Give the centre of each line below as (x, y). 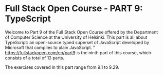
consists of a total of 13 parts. (35, 58)
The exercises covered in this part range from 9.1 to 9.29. (62, 67)
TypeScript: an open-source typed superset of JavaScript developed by (77, 42)
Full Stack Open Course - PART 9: (74, 8)
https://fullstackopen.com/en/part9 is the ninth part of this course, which (78, 52)
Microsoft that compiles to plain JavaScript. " (50, 47)
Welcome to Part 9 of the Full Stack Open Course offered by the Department (81, 32)
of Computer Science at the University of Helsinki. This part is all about (76, 37)
